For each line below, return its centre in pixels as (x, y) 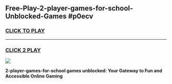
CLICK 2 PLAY (23, 50)
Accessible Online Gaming (34, 76)
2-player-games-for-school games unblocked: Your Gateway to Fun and (84, 70)
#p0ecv (81, 17)
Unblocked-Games (36, 17)
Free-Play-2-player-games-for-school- (69, 8)
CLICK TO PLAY (25, 31)
